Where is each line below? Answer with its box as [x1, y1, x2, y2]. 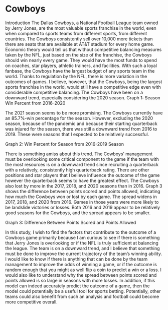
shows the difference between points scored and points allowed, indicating [5, 188, 160, 194]
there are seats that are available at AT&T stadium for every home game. [5, 41, 154, 47]
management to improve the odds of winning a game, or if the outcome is [5, 261, 157, 267]
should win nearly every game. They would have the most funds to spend [5, 57, 157, 63]
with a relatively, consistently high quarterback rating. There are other [5, 167, 149, 173]
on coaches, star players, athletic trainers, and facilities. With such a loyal [5, 63, 157, 69]
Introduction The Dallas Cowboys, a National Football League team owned [5, 20, 158, 26]
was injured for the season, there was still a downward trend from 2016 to [5, 126, 157, 132]
